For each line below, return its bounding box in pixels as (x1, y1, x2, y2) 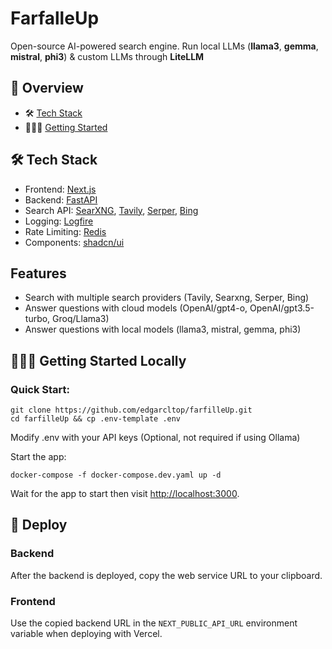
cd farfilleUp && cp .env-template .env (10, 414, 182, 424)
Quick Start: (10, 382, 71, 396)
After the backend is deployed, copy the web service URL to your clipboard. (10, 569, 323, 581)
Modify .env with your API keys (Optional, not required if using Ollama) (10, 432, 301, 444)
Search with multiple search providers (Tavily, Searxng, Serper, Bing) (24, 292, 310, 304)
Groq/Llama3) (52, 313, 110, 325)
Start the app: (10, 451, 67, 463)
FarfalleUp (10, 7, 100, 30)
